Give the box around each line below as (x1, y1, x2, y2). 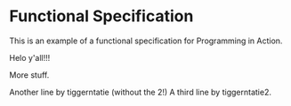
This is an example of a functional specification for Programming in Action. (9, 35, 283, 46)
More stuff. (9, 69, 50, 80)
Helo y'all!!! (9, 52, 51, 63)
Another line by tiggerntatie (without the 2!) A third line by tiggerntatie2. (9, 87, 271, 97)
